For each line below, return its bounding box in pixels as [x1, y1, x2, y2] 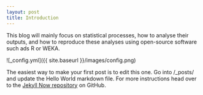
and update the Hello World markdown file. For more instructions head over [6, 75, 197, 82]
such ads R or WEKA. [6, 44, 60, 52]
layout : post [6, 9, 40, 15]
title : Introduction [6, 15, 59, 21]
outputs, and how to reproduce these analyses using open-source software [6, 38, 197, 45]
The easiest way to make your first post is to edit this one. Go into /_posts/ [6, 68, 194, 75]
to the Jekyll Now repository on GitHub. [6, 81, 106, 89]
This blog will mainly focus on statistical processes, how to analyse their [6, 31, 189, 39]
